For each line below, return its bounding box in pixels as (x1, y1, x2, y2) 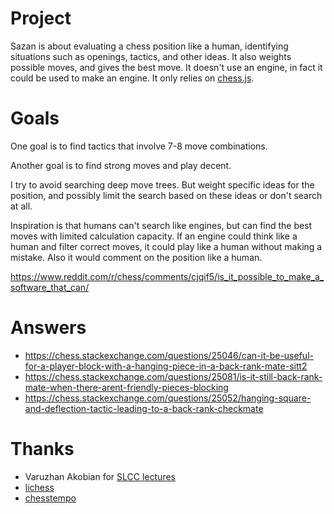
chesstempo (24, 492, 77, 504)
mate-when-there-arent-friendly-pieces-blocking (24, 381, 229, 393)
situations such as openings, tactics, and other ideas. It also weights (10, 50, 292, 62)
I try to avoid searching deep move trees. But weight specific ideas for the (10, 178, 315, 191)
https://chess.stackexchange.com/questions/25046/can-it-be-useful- (24, 349, 314, 361)
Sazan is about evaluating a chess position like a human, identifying (10, 40, 289, 52)
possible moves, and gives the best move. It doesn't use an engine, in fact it (10, 61, 323, 73)
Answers (10, 317, 87, 339)
